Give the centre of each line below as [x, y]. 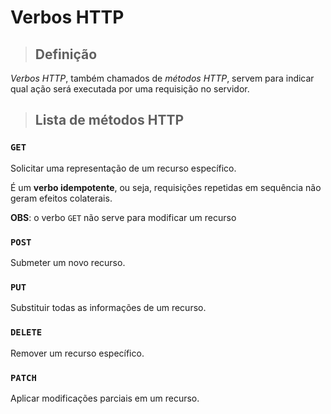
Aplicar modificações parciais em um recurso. [105, 398]
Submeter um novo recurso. [68, 262]
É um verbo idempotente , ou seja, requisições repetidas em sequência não [166, 187]
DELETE [26, 332]
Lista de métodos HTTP [109, 120]
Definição [66, 54]
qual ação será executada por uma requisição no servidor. [130, 89]
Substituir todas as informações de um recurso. [108, 308]
